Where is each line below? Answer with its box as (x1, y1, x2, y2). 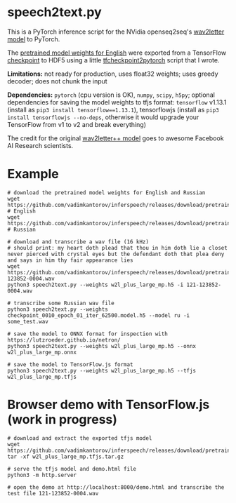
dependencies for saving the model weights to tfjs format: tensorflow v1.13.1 (7, 98, 227, 106)
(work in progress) (7, 412, 118, 428)
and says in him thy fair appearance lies (7, 257, 133, 264)
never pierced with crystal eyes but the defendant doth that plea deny (7, 250, 225, 257)
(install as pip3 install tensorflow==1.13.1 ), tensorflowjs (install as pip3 (7, 105, 219, 114)
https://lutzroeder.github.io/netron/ (7, 336, 121, 344)
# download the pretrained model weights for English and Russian (7, 189, 206, 196)
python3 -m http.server (7, 471, 77, 478)
